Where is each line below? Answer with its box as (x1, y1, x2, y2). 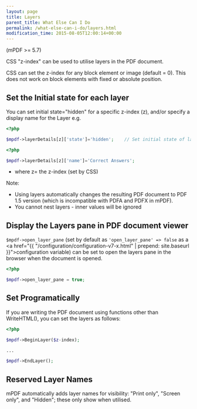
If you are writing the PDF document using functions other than (6, 309, 158, 316)
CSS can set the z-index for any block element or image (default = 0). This (6, 69, 186, 76)
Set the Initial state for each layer (6, 92, 130, 103)
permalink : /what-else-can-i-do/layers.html (6, 25, 117, 31)
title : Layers (6, 14, 41, 20)
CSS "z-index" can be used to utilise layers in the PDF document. (6, 58, 164, 65)
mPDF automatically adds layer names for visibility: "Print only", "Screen (6, 390, 181, 397)
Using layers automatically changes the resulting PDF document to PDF (14, 191, 188, 198)
